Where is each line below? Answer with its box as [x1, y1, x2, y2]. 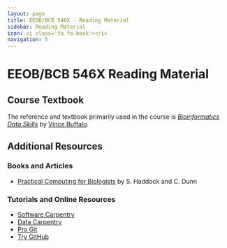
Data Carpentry [17, 218, 62, 226]
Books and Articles [7, 161, 73, 171]
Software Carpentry [17, 210, 75, 219]
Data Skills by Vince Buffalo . [7, 120, 89, 129]
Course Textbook [7, 94, 85, 105]
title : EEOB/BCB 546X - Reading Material [7, 17, 130, 24]
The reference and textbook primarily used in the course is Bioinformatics [7, 112, 220, 121]
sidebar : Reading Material [7, 23, 86, 30]
